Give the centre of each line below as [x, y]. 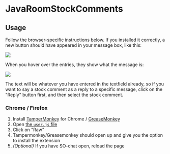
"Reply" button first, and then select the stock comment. [64, 95]
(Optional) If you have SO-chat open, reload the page [68, 146]
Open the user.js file [35, 125]
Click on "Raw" [29, 130]
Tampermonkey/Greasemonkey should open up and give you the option [88, 135]
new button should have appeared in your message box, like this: [73, 45]
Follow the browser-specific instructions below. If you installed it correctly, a [85, 40]
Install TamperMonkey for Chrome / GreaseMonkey [66, 119]
